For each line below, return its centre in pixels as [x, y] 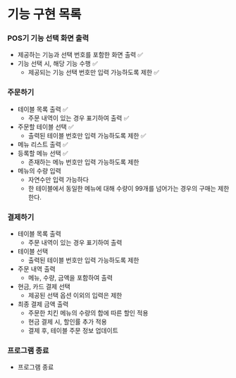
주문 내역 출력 [36, 269]
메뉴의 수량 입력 [39, 170]
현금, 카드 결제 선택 [44, 286]
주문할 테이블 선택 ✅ [45, 127]
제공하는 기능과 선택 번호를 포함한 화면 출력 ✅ [80, 55]
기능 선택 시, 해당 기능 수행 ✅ [57, 63]
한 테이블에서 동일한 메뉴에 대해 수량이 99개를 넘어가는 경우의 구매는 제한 [129, 188]
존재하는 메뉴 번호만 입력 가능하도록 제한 [83, 162]
